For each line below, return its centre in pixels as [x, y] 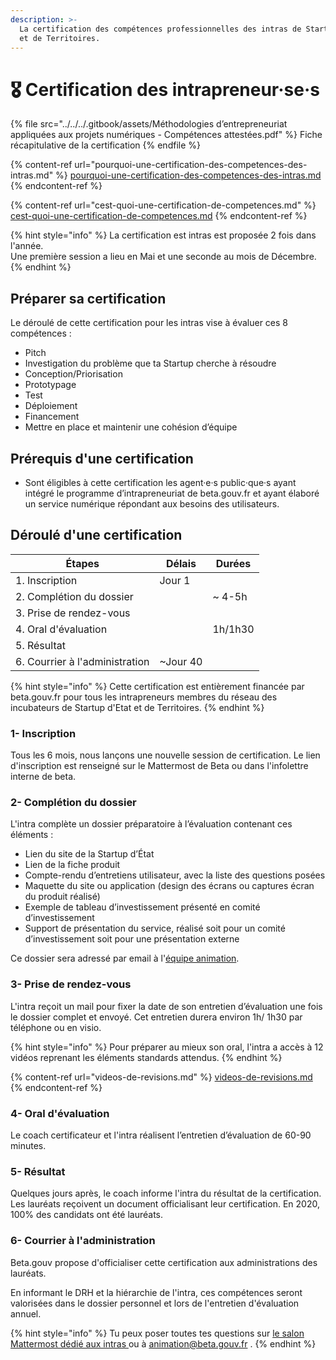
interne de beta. [43, 777]
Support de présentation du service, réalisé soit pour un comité [155, 928]
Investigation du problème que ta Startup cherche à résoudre [150, 363]
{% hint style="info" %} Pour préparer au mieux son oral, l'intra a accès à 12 [167, 1047]
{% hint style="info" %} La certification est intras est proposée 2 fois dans [163, 235]
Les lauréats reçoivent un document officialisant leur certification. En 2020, [165, 1204]
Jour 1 [175, 580]
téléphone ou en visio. [56, 1027]
